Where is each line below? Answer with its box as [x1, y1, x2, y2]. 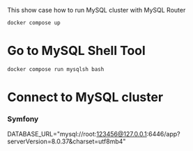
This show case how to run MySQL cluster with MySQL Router [7, 6, 186, 14]
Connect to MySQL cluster [7, 89, 164, 105]
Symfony [7, 114, 39, 124]
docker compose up [7, 19, 61, 26]
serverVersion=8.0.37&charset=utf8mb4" [7, 137, 126, 145]
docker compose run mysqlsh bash [7, 65, 105, 72]
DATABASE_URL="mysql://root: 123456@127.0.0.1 [7, 130, 148, 138]
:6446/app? [146, 130, 180, 138]
